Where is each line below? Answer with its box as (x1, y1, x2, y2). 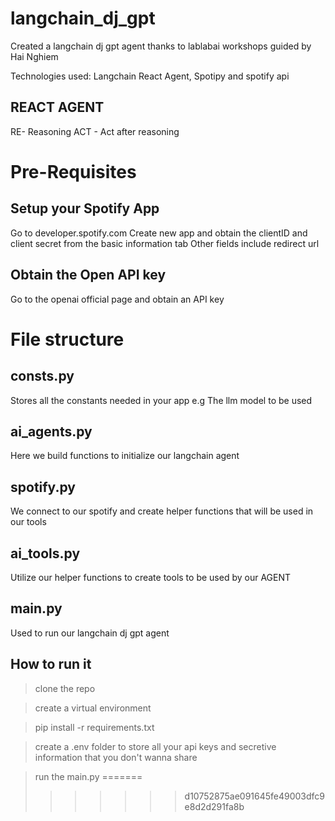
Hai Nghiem (10, 50, 59, 62)
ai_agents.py (10, 423, 93, 440)
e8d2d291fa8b (184, 800, 245, 812)
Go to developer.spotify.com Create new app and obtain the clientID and (10, 227, 308, 239)
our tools (10, 516, 47, 528)
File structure (10, 328, 125, 351)
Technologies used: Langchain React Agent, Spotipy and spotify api (10, 70, 290, 82)
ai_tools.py (10, 545, 81, 562)
